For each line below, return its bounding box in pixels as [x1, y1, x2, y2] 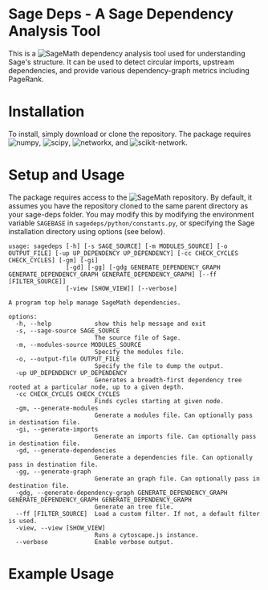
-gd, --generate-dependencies [15, 446, 116, 455]
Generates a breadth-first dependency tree [94, 376, 242, 384]
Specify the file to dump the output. [94, 361, 225, 370]
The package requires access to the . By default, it [8, 192, 253, 202]
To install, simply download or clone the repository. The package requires [8, 129, 251, 138]
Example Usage [8, 565, 115, 583]
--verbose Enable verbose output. [15, 538, 174, 546]
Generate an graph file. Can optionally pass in [94, 474, 261, 483]
